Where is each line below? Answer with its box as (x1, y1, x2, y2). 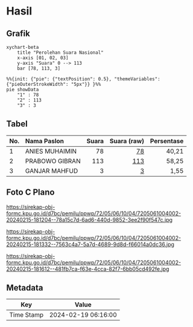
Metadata (6, 283, 43, 293)
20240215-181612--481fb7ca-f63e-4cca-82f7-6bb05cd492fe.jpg (6, 265, 169, 273)
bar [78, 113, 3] (17, 65, 61, 71)
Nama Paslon (25, 137, 65, 145)
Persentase (150, 137, 184, 145)
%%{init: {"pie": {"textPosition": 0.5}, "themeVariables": (6, 76, 161, 82)
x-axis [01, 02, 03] (17, 55, 69, 61)
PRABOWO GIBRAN (25, 157, 81, 165)
